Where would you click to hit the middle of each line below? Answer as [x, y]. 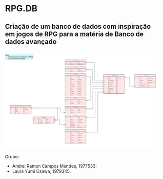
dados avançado [31, 42]
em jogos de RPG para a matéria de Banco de [74, 34]
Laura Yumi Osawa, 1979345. [41, 171]
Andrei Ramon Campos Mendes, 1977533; [54, 166]
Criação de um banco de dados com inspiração [78, 27]
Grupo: [12, 157]
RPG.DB [21, 9]
